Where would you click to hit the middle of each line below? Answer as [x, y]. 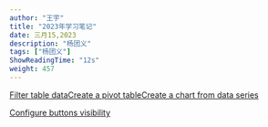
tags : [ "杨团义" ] [40, 52]
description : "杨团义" [51, 43]
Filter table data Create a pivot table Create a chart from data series [134, 95]
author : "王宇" [37, 18]
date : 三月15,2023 [43, 35]
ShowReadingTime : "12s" [55, 60]
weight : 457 [32, 69]
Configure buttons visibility [60, 112]
